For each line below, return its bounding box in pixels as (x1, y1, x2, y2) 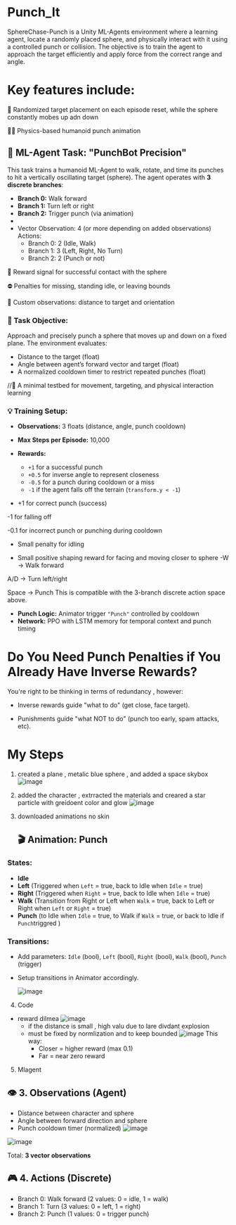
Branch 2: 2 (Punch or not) (27, 254, 105, 262)
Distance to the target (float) (17, 353, 100, 361)
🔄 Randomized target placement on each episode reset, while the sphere (7, 105, 218, 113)
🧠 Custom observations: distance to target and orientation (7, 298, 175, 306)
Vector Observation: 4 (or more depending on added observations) (17, 224, 212, 232)
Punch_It (7, 4, 60, 20)
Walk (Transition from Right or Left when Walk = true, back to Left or (17, 896, 215, 905)
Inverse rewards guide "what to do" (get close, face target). (17, 701, 190, 709)
